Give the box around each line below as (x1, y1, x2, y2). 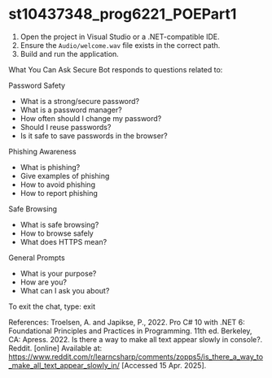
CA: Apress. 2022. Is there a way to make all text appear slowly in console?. (8, 334, 263, 344)
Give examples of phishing (20, 171, 110, 180)
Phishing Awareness (8, 146, 77, 156)
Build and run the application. (20, 49, 120, 59)
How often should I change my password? (20, 113, 162, 123)
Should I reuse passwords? (20, 122, 112, 132)
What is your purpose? (20, 268, 97, 278)
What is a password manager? (20, 105, 122, 115)
